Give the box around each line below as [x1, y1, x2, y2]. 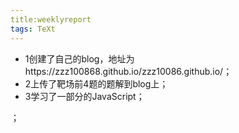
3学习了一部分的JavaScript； [24, 90, 145, 102]
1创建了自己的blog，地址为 [24, 52, 135, 65]
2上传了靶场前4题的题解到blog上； [24, 77, 169, 90]
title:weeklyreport [10, 14, 92, 25]
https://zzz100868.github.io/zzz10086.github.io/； [24, 65, 233, 77]
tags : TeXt [10, 24, 56, 34]
